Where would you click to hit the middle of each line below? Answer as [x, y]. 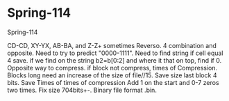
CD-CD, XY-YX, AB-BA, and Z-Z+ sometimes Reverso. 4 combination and [112, 45]
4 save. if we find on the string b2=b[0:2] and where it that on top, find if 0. [114, 60]
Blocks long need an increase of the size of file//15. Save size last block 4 [112, 75]
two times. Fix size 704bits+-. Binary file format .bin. [82, 90]
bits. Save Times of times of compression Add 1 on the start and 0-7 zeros [113, 82]
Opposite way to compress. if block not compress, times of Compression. [112, 68]
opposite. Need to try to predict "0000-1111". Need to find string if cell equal [115, 53]
